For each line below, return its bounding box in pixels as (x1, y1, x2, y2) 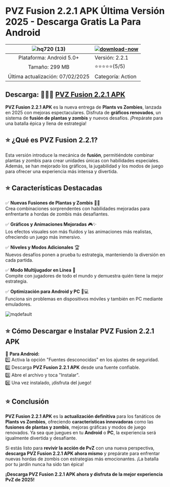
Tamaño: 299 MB (28, 63, 70, 71)
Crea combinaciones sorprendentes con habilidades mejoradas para (5, 205, 150, 212)
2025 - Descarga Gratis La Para (5, 16, 141, 28)
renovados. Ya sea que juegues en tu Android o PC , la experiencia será (5, 430, 156, 435)
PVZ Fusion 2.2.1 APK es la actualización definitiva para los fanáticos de (5, 413, 161, 419)
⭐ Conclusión (5, 397, 49, 406)
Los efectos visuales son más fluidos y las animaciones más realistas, (5, 228, 153, 235)
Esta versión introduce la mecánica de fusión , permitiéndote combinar (5, 152, 155, 158)
